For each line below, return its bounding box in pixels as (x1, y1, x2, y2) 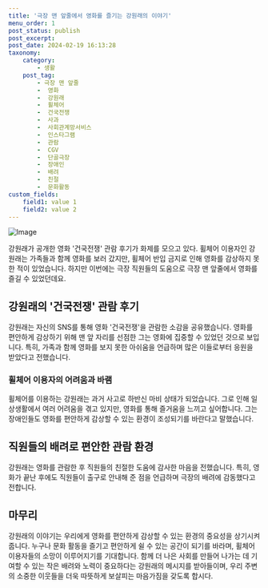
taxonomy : (8, 49, 42, 57)
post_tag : (22, 71, 56, 79)
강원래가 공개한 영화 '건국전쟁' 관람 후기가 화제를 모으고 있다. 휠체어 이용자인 (8, 244, 247, 253)
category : (22, 57, 56, 65)
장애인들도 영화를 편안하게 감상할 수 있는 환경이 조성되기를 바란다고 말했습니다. (8, 414, 254, 424)
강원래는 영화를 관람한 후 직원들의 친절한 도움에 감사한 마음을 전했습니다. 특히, (8, 462, 252, 473)
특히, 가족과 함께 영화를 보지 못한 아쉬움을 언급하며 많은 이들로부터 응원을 (25, 342, 254, 352)
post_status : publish (8, 26, 81, 34)
